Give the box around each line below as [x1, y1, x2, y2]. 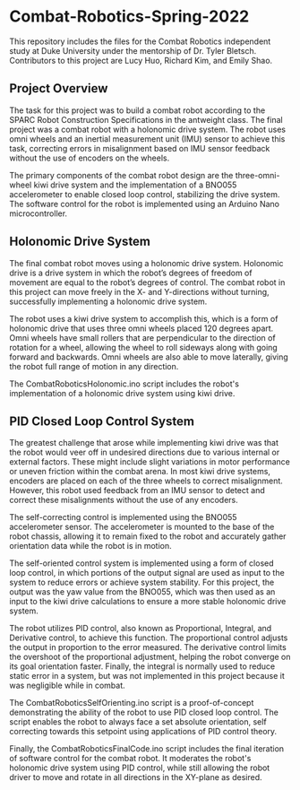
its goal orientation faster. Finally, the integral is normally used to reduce [9, 661, 276, 672]
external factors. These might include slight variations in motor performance [9, 456, 291, 467]
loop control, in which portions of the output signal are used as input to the [9, 568, 285, 578]
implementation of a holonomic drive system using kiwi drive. [9, 387, 236, 398]
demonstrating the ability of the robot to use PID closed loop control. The [9, 707, 279, 718]
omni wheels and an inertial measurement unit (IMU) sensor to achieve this [9, 133, 286, 144]
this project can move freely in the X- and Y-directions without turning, [9, 286, 270, 297]
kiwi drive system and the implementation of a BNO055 [33, 179, 237, 190]
